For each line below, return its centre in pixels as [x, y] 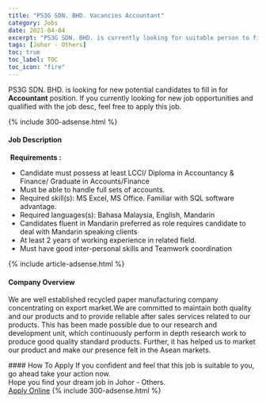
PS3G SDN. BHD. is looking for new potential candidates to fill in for [118, 89]
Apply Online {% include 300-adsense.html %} [85, 391]
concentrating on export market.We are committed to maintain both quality [130, 308]
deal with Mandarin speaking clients [78, 231]
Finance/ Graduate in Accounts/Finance [85, 181]
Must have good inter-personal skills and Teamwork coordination [125, 248]
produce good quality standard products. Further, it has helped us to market [132, 342]
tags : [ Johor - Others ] [47, 45]
